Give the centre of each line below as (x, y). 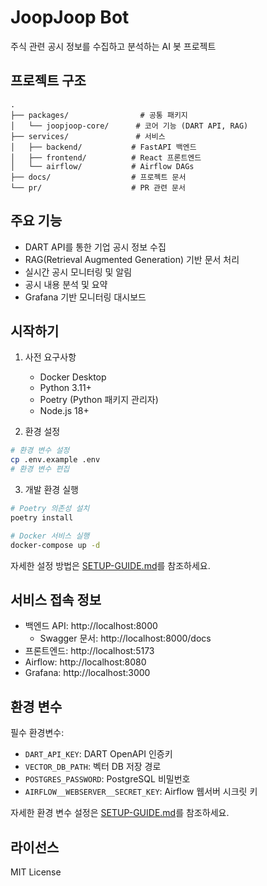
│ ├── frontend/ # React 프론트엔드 (106, 157)
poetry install (42, 517)
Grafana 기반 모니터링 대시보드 (85, 297)
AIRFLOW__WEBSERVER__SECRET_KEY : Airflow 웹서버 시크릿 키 (141, 792)
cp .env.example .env (55, 460)
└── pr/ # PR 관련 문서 (98, 187)
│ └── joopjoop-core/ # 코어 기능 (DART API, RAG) (129, 126)
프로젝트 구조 (48, 81)
